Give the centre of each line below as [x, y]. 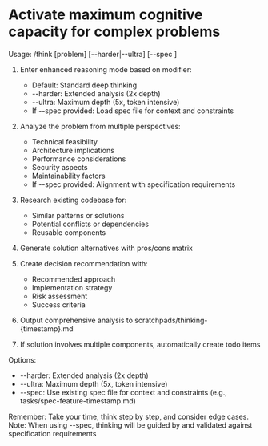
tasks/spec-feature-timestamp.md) [78, 401]
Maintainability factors [68, 176]
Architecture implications [73, 150]
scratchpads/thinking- [171, 320]
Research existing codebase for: [73, 200]
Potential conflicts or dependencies [90, 224]
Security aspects [60, 167]
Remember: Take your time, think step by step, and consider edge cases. [129, 416]
